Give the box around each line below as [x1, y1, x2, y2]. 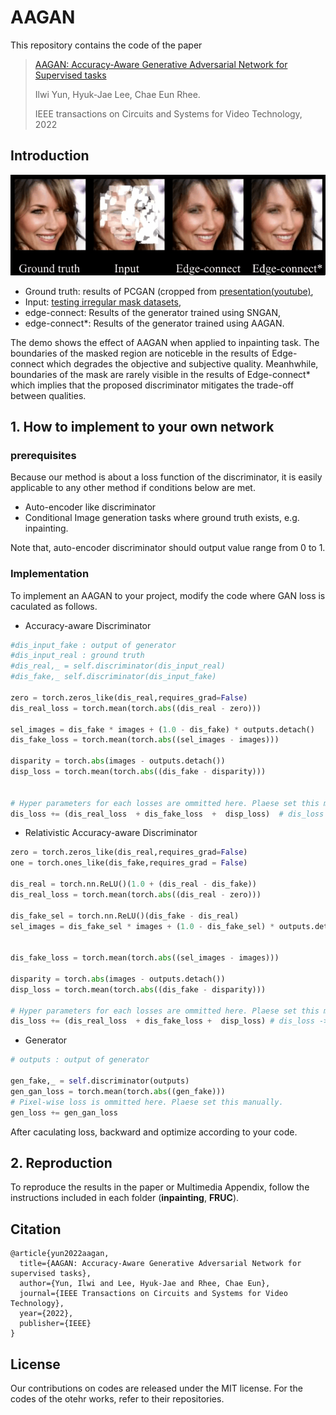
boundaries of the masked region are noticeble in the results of [10, 347, 270, 359]
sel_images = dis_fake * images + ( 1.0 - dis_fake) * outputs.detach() [10, 724, 315, 735]
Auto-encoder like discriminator [24, 501, 157, 513]
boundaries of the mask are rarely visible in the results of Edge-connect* [10, 368, 311, 380]
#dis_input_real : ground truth [10, 651, 145, 661]
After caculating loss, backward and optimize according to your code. [10, 1126, 298, 1138]
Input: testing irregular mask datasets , [24, 296, 182, 308]
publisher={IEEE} [19, 1319, 92, 1329]
